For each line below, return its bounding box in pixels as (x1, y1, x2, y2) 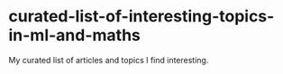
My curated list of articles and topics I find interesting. (8, 54, 209, 65)
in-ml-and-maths (8, 25, 141, 45)
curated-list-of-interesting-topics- (8, 6, 275, 27)
